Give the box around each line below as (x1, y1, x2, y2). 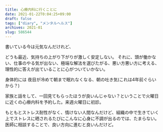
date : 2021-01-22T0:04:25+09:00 (5, 12, 71, 17)
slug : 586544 (5, 30, 32, 35)
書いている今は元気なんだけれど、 (5, 44, 73, 49)
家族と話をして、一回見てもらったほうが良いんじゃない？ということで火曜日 (5, 93, 159, 99)
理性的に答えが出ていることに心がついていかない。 (5, 66, 108, 72)
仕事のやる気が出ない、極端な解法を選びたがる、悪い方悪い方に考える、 (13, 60, 160, 66)
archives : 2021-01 (5, 25, 43, 30)
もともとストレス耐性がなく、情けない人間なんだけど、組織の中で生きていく (5, 110, 159, 115)
